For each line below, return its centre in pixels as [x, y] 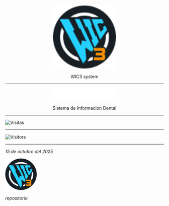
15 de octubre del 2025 [29, 152]
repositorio [16, 198]
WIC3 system [84, 77]
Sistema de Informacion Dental [84, 108]
